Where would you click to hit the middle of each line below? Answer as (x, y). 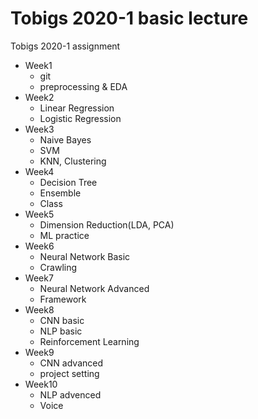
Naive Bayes (65, 139)
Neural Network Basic (85, 256)
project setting (69, 373)
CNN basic (62, 320)
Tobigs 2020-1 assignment (65, 46)
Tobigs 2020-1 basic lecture (129, 18)
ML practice (64, 235)
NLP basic (61, 331)
